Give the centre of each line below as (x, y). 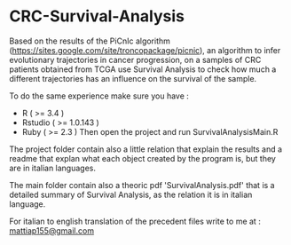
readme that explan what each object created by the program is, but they (143, 158)
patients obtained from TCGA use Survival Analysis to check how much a (143, 69)
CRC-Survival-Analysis (97, 16)
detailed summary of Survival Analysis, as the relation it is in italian (131, 194)
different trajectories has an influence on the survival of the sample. (133, 78)
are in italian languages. (52, 168)
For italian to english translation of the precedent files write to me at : (135, 221)
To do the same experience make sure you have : (99, 96)
